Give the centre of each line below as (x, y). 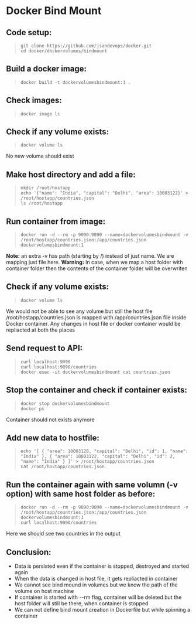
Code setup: (29, 33)
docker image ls (40, 114)
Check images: (34, 100)
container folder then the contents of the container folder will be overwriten (97, 268)
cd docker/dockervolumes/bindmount (64, 51)
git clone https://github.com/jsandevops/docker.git (86, 46)
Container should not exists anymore (50, 420)
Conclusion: (29, 552)
